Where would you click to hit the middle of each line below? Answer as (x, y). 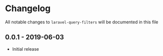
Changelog (28, 9)
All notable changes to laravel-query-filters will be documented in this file (82, 22)
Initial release (25, 49)
